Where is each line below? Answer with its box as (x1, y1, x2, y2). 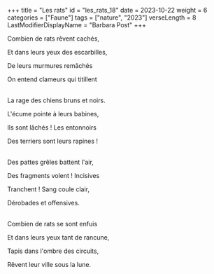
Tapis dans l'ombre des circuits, (7, 247, 99, 255)
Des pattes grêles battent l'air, (7, 158, 94, 166)
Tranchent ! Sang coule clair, (7, 185, 90, 193)
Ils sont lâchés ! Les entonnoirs (7, 123, 97, 132)
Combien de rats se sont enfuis (7, 220, 98, 228)
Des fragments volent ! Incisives (7, 172, 100, 179)
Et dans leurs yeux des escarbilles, (7, 48, 108, 56)
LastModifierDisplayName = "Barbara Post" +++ (7, 21, 147, 29)
